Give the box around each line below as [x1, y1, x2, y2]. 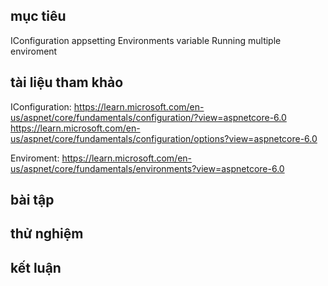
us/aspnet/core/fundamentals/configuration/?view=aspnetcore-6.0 [10, 111, 287, 123]
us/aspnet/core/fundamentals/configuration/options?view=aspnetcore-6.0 [10, 132, 318, 144]
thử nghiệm [10, 225, 84, 243]
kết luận [10, 259, 62, 276]
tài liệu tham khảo [10, 74, 124, 91]
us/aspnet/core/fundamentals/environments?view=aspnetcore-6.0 [10, 162, 285, 174]
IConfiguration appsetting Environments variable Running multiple [10, 34, 282, 46]
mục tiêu [10, 8, 67, 25]
